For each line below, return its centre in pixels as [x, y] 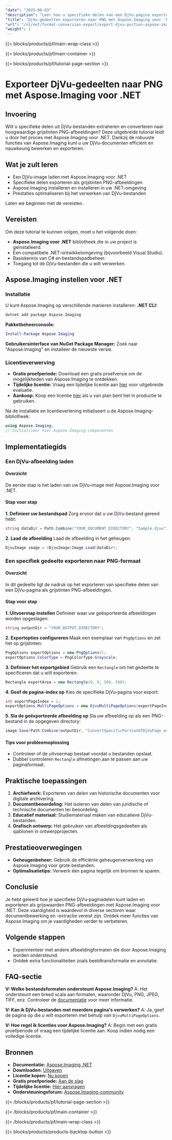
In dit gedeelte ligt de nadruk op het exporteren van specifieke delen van [82, 584]
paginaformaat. [29, 765]
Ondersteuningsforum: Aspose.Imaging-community [68, 1092]
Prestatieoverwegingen [44, 848]
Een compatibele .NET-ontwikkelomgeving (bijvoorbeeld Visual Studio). [88, 253]
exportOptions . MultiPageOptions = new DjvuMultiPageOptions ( [72, 706]
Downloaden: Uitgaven [37, 1070]
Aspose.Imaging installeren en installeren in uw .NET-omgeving [80, 187]
